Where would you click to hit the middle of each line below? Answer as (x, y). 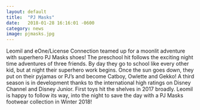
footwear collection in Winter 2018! (49, 102)
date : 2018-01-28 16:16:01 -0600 (50, 23)
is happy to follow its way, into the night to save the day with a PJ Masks (95, 96)
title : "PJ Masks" (30, 17)
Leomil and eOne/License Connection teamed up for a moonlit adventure (96, 51)
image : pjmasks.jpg (30, 34)
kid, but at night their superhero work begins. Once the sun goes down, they (100, 70)
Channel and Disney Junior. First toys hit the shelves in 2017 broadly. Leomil (99, 89)
